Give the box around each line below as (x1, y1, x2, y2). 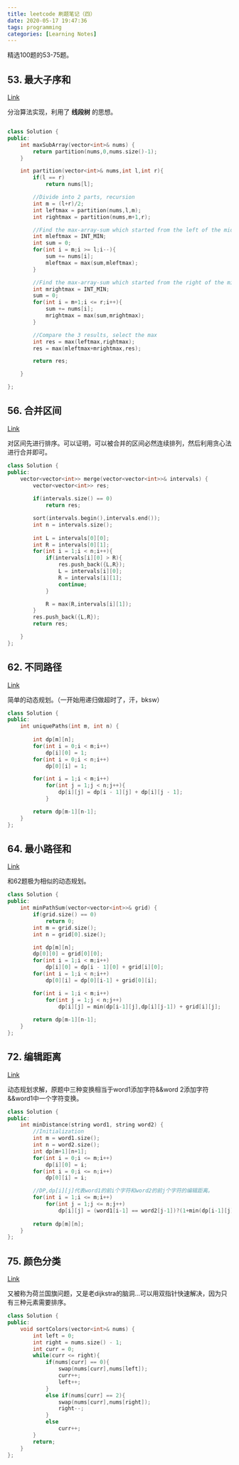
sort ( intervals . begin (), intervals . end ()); (33, 514, 161, 522)
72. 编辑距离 (7, 1051, 62, 1063)
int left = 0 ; (33, 1332, 75, 1340)
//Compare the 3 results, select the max (33, 331, 158, 338)
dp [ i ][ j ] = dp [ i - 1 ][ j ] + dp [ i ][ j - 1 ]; (58, 789, 184, 796)
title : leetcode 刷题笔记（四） (7, 10, 96, 18)
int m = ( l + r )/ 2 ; (33, 200, 84, 207)
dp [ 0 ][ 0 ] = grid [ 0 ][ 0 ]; (33, 951, 103, 958)
